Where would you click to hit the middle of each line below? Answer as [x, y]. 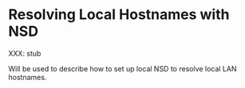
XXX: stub [25, 53]
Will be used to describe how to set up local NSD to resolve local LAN [122, 68]
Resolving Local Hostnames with [119, 15]
